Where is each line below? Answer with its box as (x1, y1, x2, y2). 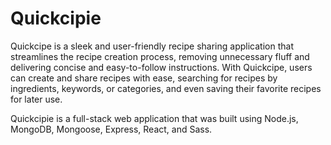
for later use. (10, 93, 63, 105)
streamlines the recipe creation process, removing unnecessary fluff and (10, 50, 310, 62)
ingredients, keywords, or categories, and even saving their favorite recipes (10, 82, 322, 94)
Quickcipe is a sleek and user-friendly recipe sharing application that (10, 40, 294, 52)
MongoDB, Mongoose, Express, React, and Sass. (10, 123, 213, 135)
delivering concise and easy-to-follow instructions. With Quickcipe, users (10, 61, 313, 73)
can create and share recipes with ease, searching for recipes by (10, 72, 278, 84)
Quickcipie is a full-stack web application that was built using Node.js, (10, 112, 299, 124)
